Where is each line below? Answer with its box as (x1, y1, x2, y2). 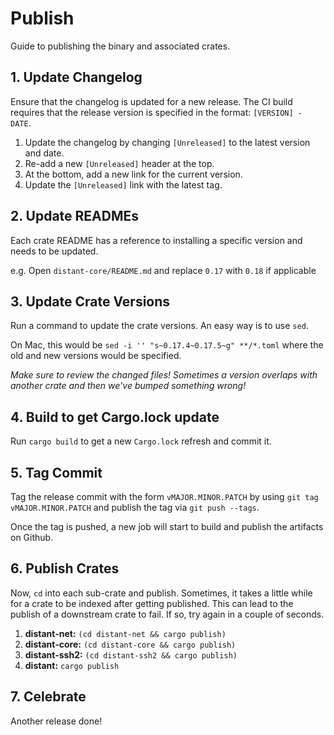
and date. (24, 147, 65, 159)
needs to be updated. (10, 245, 99, 257)
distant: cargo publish (24, 659, 120, 671)
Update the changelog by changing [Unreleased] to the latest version (24, 136, 311, 148)
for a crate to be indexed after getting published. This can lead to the (10, 597, 294, 609)
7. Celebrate (10, 688, 87, 706)
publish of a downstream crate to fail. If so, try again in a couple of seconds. (10, 608, 325, 620)
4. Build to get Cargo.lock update (10, 408, 220, 426)
